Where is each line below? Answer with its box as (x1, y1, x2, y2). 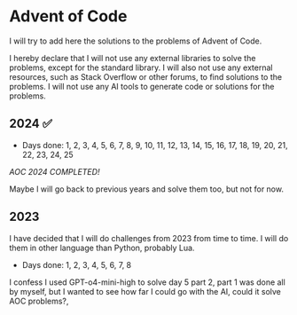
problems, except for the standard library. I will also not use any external (9, 62, 273, 73)
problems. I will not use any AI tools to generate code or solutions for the (9, 81, 275, 91)
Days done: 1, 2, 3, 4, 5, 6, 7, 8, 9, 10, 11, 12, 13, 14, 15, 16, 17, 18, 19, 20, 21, (21, 139, 288, 150)
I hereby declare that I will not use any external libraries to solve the (9, 52, 256, 63)
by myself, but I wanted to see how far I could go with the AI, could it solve (9, 286, 282, 296)
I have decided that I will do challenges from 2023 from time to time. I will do (9, 232, 289, 243)
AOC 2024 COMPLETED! (9, 166, 100, 177)
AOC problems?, (9, 295, 69, 306)
